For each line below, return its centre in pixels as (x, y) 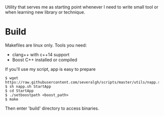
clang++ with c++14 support (41, 54)
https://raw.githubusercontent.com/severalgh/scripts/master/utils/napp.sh (84, 82)
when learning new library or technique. (45, 12)
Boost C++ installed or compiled (44, 60)
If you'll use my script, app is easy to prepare (51, 69)
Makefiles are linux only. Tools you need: (46, 45)
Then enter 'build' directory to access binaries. (52, 108)
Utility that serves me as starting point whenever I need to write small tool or (82, 7)
